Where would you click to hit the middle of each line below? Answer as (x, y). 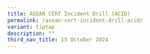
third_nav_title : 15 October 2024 (58, 40)
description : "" (31, 33)
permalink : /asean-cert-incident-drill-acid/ (75, 20)
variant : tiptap (31, 27)
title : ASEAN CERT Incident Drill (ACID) (69, 14)
